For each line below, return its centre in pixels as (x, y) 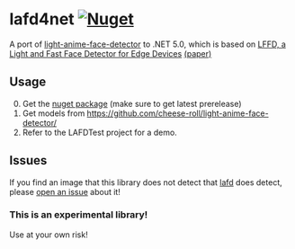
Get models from (54, 113)
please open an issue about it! (65, 191)
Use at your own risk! (49, 235)
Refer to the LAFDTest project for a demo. (99, 132)
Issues (28, 160)
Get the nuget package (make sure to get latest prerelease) (132, 103)
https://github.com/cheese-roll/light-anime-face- (178, 113)
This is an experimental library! (79, 215)
